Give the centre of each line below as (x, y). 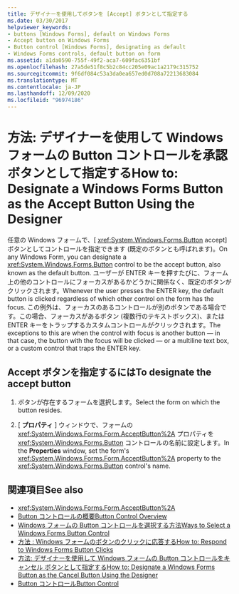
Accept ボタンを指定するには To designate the (110, 373)
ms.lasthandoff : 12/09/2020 (49, 93)
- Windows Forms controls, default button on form (84, 54)
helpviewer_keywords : (39, 27)
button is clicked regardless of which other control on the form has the (111, 298)
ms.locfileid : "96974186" (46, 101)
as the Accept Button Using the (101, 204)
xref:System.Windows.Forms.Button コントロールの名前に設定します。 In (123, 442)
